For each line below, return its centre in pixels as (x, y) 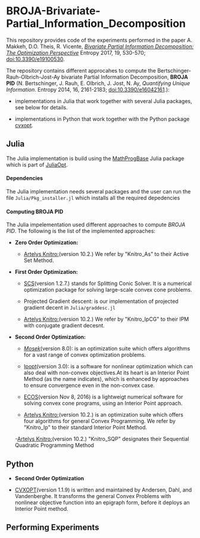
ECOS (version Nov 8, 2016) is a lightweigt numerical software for (103, 397)
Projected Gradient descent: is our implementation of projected (101, 301)
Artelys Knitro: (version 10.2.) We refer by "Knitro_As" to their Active (106, 254)
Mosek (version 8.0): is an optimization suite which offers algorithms (107, 349)
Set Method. (39, 261)
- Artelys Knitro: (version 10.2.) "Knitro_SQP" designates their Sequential (102, 439)
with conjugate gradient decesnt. (64, 326)
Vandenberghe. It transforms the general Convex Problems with (93, 496)
